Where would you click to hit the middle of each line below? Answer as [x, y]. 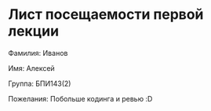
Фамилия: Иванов [38, 53]
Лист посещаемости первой [106, 15]
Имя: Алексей [31, 68]
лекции [34, 31]
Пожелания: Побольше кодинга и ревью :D [80, 98]
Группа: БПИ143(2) [40, 83]
